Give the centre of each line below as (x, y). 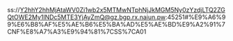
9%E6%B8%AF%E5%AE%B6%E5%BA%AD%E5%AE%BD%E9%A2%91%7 (116, 24)
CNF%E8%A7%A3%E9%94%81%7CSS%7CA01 (77, 31)
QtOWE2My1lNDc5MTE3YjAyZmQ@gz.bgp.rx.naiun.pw (87, 17)
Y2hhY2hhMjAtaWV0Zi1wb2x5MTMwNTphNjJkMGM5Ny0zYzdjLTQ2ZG (123, 10)
